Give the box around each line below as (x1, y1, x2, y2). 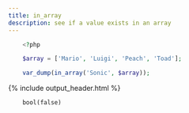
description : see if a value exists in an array (8, 19, 172, 27)
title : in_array (8, 11, 62, 20)
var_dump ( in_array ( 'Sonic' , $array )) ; (22, 69, 150, 77)
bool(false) (22, 99, 62, 107)
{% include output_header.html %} (8, 84, 121, 93)
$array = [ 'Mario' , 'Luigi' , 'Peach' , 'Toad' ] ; (22, 55, 182, 63)
